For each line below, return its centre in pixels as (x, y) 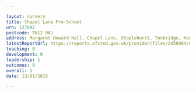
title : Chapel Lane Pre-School (44, 22)
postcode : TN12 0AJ (30, 33)
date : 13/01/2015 (27, 76)
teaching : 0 (20, 49)
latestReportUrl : (27, 44)
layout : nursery (26, 16)
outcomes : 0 (20, 65)
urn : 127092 (20, 27)
